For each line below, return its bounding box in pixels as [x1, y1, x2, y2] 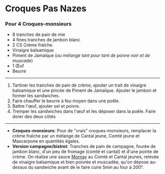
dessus [12, 164, 27, 170]
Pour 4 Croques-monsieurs [5, 21, 72, 28]
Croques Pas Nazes [5, 3, 87, 14]
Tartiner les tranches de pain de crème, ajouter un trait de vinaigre [12, 82, 146, 88]
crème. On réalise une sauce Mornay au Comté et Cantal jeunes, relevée [12, 154, 159, 160]
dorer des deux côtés [12, 114, 56, 119]
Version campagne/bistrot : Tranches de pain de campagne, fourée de [12, 144, 156, 149]
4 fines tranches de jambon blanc [12, 37, 81, 43]
